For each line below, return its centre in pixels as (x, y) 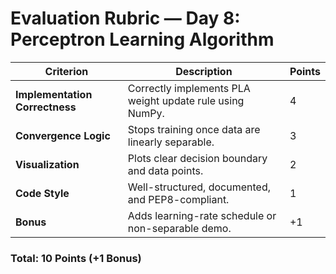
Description (204, 71)
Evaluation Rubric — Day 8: (125, 18)
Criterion (66, 71)
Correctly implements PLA (189, 88)
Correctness (46, 107)
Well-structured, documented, (199, 187)
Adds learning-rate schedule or (202, 215)
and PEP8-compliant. (178, 199)
